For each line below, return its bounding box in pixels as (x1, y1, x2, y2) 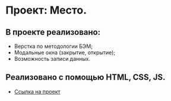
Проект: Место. (5, 4, 87, 17)
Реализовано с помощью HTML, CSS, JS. (5, 72, 166, 83)
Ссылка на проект (14, 88, 61, 95)
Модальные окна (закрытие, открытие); (14, 49, 116, 56)
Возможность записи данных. (14, 56, 91, 62)
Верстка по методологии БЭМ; (14, 43, 93, 50)
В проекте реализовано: (5, 27, 101, 37)
